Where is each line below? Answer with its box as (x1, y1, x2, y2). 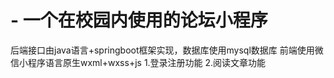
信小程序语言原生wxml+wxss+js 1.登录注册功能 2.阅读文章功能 (10, 56, 267, 68)
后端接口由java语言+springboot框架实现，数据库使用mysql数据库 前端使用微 (10, 44, 324, 56)
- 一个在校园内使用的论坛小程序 (10, 9, 268, 32)
